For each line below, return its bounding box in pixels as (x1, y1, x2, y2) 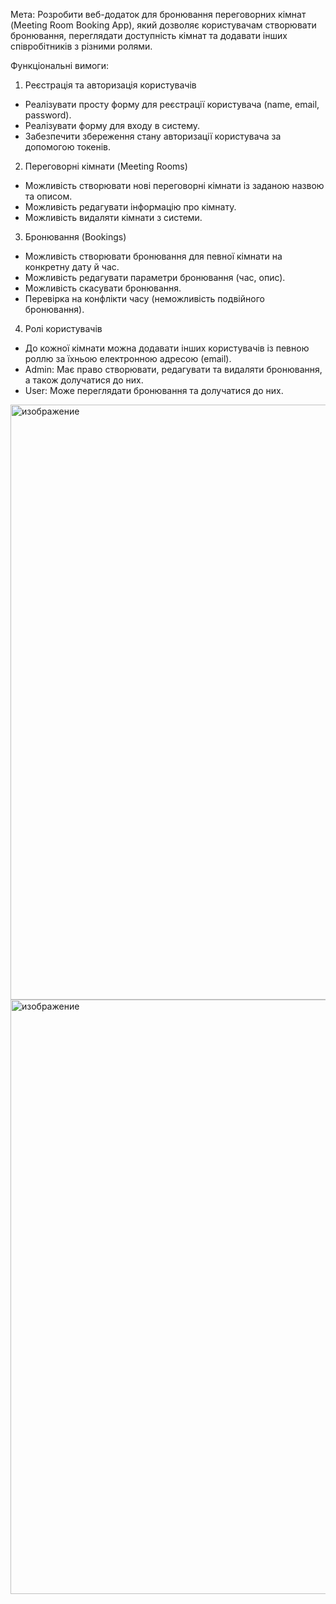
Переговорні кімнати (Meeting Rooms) (24, 160, 188, 172)
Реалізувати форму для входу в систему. (24, 120, 201, 131)
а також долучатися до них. (24, 374, 144, 386)
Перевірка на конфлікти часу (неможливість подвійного (24, 293, 265, 304)
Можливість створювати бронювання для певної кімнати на (24, 250, 283, 262)
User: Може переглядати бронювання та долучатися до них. (24, 385, 284, 396)
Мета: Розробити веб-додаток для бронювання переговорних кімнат (10, 9, 307, 20)
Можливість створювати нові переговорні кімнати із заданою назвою (24, 180, 325, 191)
